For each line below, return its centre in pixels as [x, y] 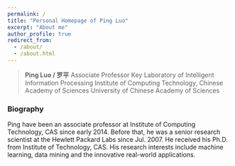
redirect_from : [30, 41]
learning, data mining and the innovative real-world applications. [102, 155]
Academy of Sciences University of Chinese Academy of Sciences [122, 90]
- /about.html [34, 54]
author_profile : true [39, 34]
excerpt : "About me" [38, 27]
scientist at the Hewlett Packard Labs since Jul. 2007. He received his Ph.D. [118, 140]
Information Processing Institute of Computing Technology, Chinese [124, 83]
